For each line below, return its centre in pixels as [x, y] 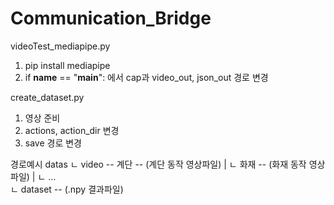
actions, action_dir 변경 [72, 130]
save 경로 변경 [53, 143]
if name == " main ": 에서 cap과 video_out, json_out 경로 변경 [146, 77]
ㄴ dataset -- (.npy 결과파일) [67, 189]
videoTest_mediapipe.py [60, 46]
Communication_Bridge [111, 18]
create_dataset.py [47, 97]
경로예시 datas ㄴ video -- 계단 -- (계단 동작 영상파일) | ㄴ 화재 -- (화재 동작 [158, 164]
